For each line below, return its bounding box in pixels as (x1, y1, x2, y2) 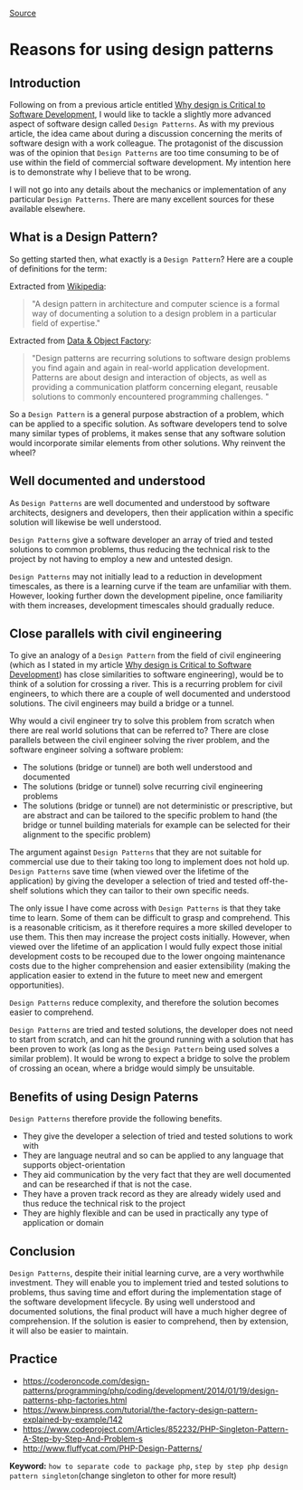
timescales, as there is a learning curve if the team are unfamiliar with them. (9, 580, 292, 591)
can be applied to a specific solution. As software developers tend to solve (9, 418, 288, 429)
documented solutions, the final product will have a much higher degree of (9, 1306, 288, 1317)
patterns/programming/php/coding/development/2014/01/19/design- (22, 1385, 279, 1396)
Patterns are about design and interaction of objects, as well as (31, 371, 267, 383)
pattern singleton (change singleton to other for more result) (9, 1470, 237, 1481)
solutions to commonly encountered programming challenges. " (31, 391, 270, 402)
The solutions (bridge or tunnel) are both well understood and (22, 762, 253, 773)
